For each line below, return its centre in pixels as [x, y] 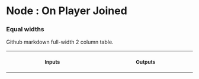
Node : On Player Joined [67, 11]
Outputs [146, 62]
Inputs [52, 62]
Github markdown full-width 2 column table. [60, 42]
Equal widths [25, 29]
